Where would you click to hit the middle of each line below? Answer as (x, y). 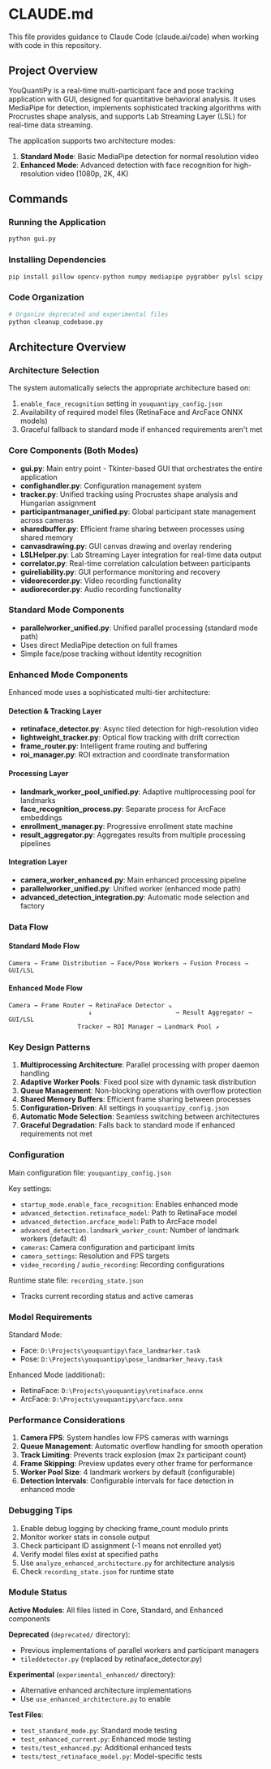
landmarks (38, 800)
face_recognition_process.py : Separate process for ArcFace (123, 809)
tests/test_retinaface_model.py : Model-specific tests (111, 1756)
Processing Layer (39, 773)
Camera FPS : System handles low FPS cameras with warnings (124, 1438)
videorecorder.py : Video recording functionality (101, 580)
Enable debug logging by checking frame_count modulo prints (124, 1528)
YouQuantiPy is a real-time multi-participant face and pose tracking (121, 90)
